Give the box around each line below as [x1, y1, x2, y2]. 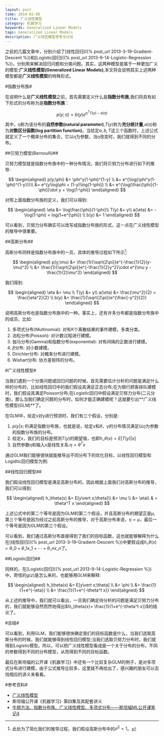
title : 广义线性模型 [5, 16, 42, 21]
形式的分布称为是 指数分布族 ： [9, 100, 69, 106]
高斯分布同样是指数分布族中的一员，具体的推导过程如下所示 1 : [5, 248, 128, 255]
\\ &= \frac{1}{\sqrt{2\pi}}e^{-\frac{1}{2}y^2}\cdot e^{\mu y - [30, 264, 151, 270]
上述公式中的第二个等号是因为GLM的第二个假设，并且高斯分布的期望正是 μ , [5, 510, 155, 516]
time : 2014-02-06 [5, 12, 41, 17]
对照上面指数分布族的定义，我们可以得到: [5, 197, 88, 203]
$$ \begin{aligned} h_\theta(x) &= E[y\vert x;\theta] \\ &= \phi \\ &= [7, 582, 141, 588]
